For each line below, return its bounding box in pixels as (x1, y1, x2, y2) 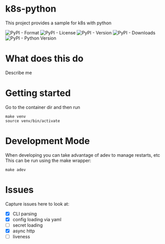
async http (12, 228, 36, 234)
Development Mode (5, 135, 90, 147)
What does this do (5, 53, 84, 64)
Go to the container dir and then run (5, 104, 80, 110)
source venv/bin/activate (5, 118, 60, 123)
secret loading (12, 222, 43, 228)
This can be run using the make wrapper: (5, 157, 91, 163)
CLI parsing (12, 211, 37, 217)
